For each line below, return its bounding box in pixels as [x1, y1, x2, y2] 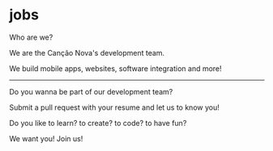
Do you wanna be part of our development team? [9, 86, 173, 96]
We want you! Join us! [9, 133, 83, 143]
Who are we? [9, 32, 53, 42]
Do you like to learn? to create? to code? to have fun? [9, 118, 187, 128]
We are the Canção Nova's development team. [9, 48, 165, 57]
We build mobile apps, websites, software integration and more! [9, 63, 222, 73]
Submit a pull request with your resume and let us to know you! [9, 103, 220, 112]
